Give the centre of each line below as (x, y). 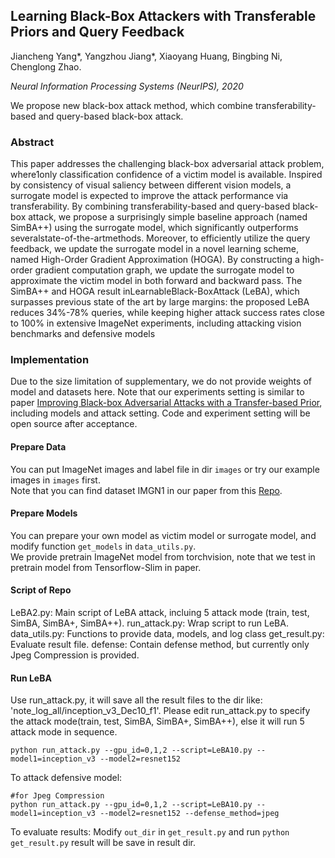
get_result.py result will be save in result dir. (103, 843)
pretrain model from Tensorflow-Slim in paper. (106, 567)
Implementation (50, 360)
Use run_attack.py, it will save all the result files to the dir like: (136, 700)
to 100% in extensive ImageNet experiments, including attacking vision (156, 323)
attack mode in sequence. (64, 732)
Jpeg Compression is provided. (75, 655)
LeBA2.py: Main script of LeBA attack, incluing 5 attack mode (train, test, (160, 613)
